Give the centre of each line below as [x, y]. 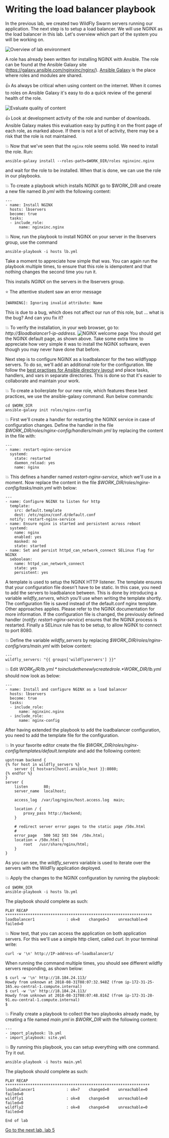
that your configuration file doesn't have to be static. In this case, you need [83, 587]
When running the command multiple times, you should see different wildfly [84, 963]
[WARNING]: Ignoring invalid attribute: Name [54, 303]
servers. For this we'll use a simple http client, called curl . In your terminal [82, 939]
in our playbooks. [23, 175]
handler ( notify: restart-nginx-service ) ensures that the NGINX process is [81, 619]
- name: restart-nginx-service [38, 450]
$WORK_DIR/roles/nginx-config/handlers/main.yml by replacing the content [84, 430]
